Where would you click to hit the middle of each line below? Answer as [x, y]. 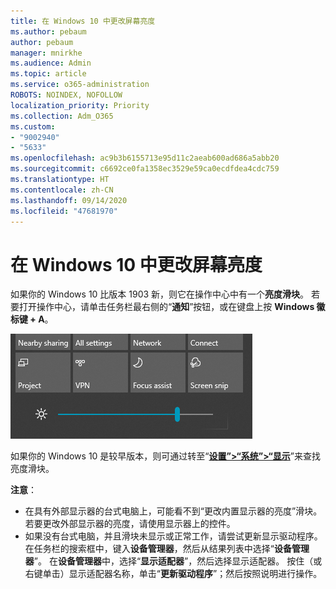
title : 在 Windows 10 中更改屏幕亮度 [83, 21]
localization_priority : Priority [80, 105]
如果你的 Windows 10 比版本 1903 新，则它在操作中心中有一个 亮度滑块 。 [160, 294]
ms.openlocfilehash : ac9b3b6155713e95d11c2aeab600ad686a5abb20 [145, 158]
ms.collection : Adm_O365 [62, 116]
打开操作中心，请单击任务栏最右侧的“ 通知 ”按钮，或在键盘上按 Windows [166, 307]
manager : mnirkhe [46, 53]
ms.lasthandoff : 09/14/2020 [69, 200]
